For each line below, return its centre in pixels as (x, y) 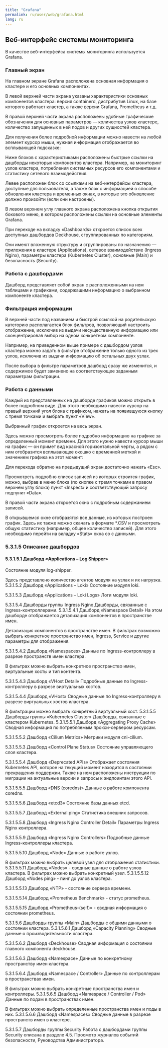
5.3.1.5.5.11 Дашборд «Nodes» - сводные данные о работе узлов (73, 868)
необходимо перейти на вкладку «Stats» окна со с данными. (71, 534)
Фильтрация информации (39, 309)
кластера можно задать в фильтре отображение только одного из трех (82, 351)
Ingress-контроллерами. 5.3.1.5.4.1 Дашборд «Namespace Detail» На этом (84, 610)
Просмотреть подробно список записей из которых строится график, (80, 477)
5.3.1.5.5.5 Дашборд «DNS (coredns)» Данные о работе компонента (77, 788)
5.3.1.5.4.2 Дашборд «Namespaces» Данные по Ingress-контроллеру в (80, 651)
